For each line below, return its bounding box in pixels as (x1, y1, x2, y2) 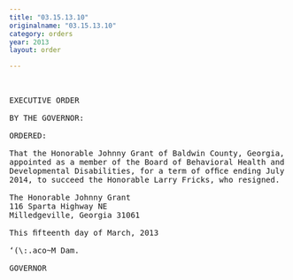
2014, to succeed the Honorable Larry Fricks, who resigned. (9, 175, 281, 185)
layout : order (9, 46, 62, 55)
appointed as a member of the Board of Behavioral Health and (9, 157, 285, 168)
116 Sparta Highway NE (9, 201, 108, 212)
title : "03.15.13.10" (9, 12, 89, 22)
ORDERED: (9, 131, 47, 141)
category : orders (9, 29, 73, 38)
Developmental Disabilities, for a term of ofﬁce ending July (9, 166, 285, 177)
